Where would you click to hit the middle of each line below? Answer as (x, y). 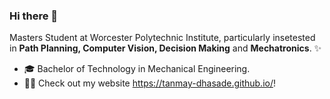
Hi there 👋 (34, 16)
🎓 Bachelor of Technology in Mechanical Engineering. (137, 69)
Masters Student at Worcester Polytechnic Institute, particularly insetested (162, 38)
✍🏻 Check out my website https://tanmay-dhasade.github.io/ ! (150, 83)
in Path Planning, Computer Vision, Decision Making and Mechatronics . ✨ (165, 48)
